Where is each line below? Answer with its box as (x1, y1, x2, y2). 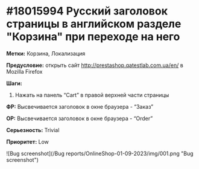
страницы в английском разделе (6, 17, 182, 31)
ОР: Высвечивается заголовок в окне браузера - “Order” (6, 115, 153, 122)
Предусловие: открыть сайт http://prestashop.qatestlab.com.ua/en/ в (6, 62, 184, 69)
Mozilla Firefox (6, 68, 43, 75)
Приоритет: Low (6, 138, 49, 145)
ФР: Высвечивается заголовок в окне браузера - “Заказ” (6, 103, 154, 110)
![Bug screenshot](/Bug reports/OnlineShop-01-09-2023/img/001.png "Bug (6, 150, 194, 157)
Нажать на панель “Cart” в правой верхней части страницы (14, 91, 169, 98)
